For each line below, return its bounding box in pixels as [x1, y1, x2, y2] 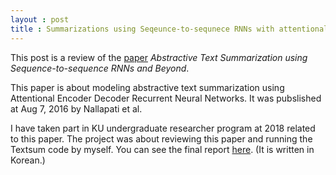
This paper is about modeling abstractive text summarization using [10, 81, 285, 93]
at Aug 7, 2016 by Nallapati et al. [10, 102, 143, 115]
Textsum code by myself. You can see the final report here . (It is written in [10, 143, 315, 155]
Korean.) [10, 154, 46, 166]
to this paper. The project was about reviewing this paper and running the [10, 132, 313, 145]
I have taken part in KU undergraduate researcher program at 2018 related [10, 122, 316, 134]
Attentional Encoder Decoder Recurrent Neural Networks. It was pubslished [10, 92, 322, 104]
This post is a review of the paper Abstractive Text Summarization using [10, 51, 308, 63]
